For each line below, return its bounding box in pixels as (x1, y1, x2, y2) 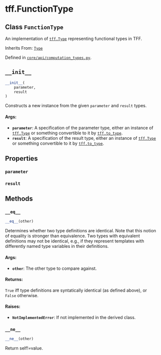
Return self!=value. (5, 345, 43, 351)
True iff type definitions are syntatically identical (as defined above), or (5, 287, 147, 293)
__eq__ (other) (5, 219, 34, 224)
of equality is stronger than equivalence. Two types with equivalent (5, 233, 140, 239)
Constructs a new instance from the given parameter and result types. (5, 103, 147, 109)
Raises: (5, 303, 20, 310)
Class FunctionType (5, 23, 63, 31)
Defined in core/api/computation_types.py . (5, 55, 92, 60)
